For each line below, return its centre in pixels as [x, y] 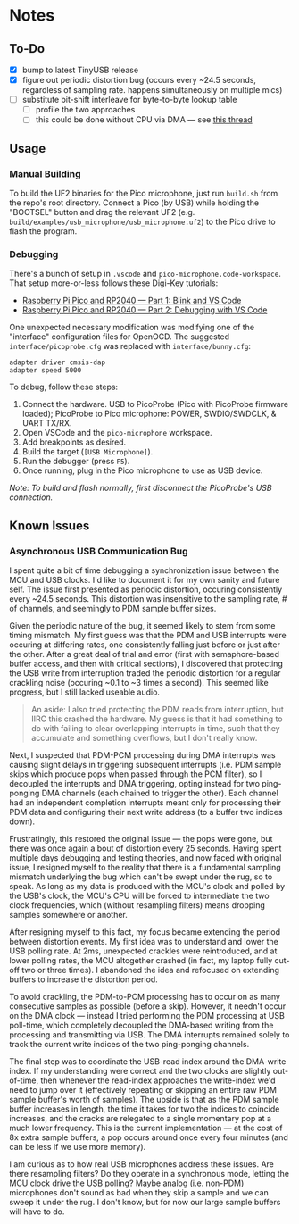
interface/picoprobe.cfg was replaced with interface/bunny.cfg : [130, 346]
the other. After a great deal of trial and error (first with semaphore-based [144, 654]
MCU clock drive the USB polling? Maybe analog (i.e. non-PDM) [127, 1183]
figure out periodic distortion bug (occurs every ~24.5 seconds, [139, 80]
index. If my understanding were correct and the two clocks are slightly [140, 1070]
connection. [31, 497]
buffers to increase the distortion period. [83, 979]
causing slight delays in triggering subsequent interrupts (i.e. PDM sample [145, 764]
